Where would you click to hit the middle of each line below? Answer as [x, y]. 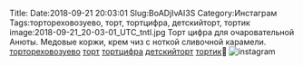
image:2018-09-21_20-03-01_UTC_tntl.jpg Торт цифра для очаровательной [152, 32]
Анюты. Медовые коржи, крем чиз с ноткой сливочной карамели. [138, 42]
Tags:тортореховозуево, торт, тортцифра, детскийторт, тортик [130, 23]
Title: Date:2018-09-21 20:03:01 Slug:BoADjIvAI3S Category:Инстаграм [143, 13]
